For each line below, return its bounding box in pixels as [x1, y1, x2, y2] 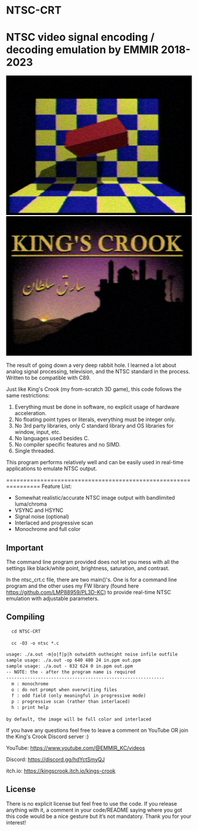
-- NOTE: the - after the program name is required [6, 669, 136, 675]
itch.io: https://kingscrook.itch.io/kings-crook [6, 767, 116, 774]
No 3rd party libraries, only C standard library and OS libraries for [14, 422, 174, 429]
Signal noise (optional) [14, 513, 70, 520]
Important [6, 543, 44, 553]
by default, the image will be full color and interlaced [6, 716, 151, 722]
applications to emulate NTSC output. [6, 465, 97, 472]
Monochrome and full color [14, 526, 81, 533]
